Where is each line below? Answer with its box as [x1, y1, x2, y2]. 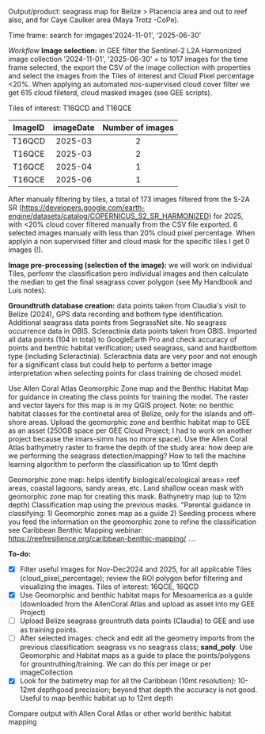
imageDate [52, 122, 95, 133]
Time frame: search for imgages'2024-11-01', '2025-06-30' [8, 31, 202, 40]
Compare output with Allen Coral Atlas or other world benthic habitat [8, 709, 232, 718]
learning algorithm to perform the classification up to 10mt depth [8, 460, 218, 468]
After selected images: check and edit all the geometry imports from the [19, 633, 255, 643]
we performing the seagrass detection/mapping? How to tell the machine [8, 451, 247, 461]
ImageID [13, 122, 45, 133]
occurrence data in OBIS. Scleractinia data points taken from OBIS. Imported [8, 327, 257, 335]
